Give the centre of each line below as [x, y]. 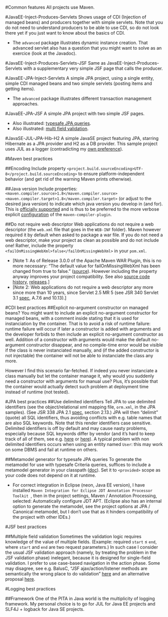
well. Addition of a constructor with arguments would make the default [78, 340]
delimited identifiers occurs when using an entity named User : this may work [84, 444]
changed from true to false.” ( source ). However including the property [85, 271]
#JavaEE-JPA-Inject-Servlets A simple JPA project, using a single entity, [80, 78]
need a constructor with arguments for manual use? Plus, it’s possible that [81, 381]
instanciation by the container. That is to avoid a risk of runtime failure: [78, 324]
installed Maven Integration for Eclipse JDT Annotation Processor [82, 490]
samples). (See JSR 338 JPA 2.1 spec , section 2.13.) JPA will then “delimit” [82, 412]
